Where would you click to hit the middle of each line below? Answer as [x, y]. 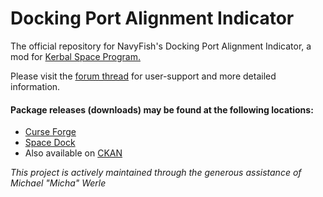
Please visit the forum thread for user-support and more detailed [143, 76]
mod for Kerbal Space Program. [75, 56]
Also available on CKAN [73, 153]
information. [35, 86]
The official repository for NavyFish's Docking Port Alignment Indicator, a [161, 46]
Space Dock [50, 143]
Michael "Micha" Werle [58, 183]
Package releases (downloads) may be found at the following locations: [162, 109]
